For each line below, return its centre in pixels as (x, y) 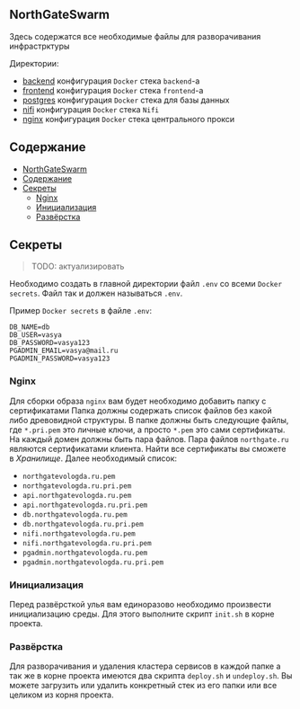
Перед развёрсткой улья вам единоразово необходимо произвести (140, 605)
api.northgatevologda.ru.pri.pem (85, 505)
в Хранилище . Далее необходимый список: (93, 458)
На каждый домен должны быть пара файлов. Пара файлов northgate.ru (149, 439)
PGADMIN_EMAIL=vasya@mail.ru (64, 351)
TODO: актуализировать (78, 266)
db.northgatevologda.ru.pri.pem (83, 524)
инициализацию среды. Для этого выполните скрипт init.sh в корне (142, 614)
